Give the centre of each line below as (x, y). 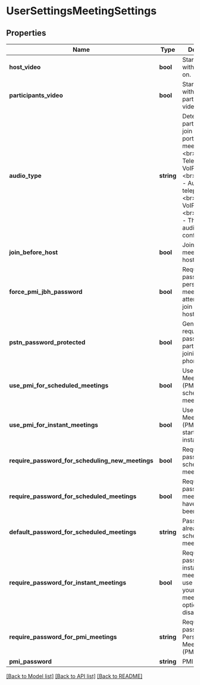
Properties (26, 33)
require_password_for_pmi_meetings (63, 637)
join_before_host (34, 252)
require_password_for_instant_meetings (68, 583)
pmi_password (31, 661)
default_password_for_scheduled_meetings (73, 532)
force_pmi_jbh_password (46, 292)
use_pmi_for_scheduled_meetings (59, 385)
